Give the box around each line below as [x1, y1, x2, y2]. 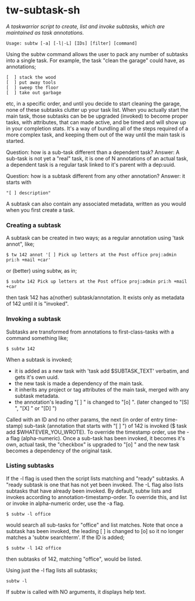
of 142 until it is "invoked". [6, 300, 69, 307]
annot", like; [6, 241, 35, 248]
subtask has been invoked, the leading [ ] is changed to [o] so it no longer [6, 527, 184, 534]
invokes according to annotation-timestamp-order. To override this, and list [6, 493, 187, 500]
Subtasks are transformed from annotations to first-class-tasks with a [6, 328, 175, 335]
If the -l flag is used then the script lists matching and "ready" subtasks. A [6, 475, 184, 482]
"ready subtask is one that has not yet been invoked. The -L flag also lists [6, 481, 183, 488]
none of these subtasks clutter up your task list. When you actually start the [6, 106, 189, 113]
